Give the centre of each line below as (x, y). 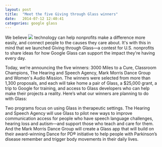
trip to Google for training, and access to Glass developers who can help (77, 89)
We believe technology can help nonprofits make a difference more (75, 37)
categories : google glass (31, 23)
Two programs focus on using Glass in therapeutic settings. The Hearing (78, 108)
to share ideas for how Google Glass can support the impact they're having (80, 53)
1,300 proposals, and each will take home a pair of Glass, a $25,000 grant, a (81, 83)
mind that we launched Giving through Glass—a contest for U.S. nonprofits (80, 48)
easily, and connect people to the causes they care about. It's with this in (78, 43)
